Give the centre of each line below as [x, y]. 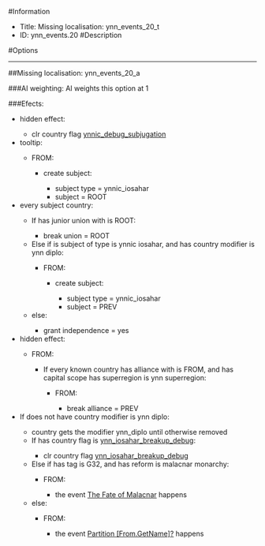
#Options [23, 50]
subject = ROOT [81, 197]
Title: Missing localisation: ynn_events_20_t [90, 26]
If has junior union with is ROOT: [84, 221]
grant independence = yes [86, 330]
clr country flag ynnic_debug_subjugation [99, 134]
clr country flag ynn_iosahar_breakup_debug [116, 456]
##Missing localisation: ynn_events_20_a [74, 73]
